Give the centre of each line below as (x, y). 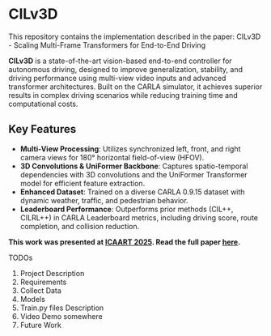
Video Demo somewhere (61, 316)
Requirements (43, 282)
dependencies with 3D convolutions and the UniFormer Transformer (134, 174)
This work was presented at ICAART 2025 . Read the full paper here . (125, 242)
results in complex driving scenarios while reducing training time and (123, 95)
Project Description (52, 273)
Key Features (42, 129)
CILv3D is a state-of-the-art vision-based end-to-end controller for (120, 61)
